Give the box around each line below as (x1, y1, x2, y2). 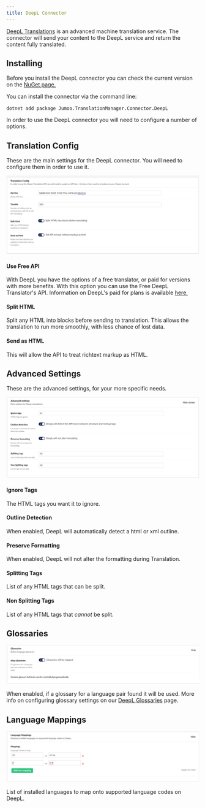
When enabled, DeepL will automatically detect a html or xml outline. (6, 527, 179, 535)
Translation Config (6, 140, 80, 151)
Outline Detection (6, 514, 52, 521)
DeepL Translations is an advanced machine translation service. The (6, 28, 179, 35)
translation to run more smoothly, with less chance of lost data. (6, 323, 165, 330)
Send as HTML (6, 337, 45, 345)
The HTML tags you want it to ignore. (6, 500, 100, 507)
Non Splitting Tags (6, 596, 54, 604)
